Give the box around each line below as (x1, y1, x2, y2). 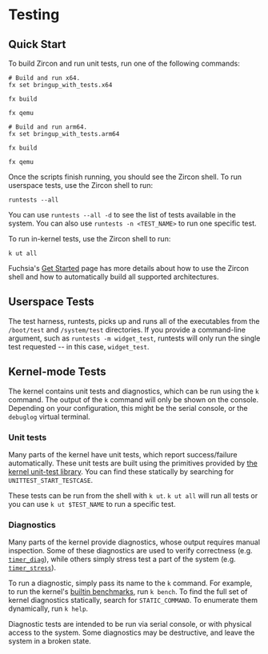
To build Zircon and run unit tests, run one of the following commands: (8, 58, 240, 68)
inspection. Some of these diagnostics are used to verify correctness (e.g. (8, 546, 254, 556)
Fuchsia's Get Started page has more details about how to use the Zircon (8, 264, 250, 273)
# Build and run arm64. (8, 123, 88, 131)
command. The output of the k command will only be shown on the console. (8, 394, 259, 405)
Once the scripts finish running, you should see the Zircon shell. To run (8, 172, 242, 181)
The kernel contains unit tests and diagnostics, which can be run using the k (8, 386, 259, 396)
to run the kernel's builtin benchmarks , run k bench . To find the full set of (8, 587, 248, 596)
